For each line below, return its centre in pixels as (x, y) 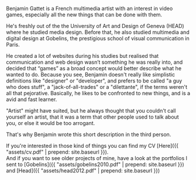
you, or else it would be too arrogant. (51, 123)
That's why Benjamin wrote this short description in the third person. (89, 134)
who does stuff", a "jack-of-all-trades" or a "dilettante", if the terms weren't (97, 87)
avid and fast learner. (32, 99)
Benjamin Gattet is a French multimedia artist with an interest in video (90, 8)
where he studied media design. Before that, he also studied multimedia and (98, 32)
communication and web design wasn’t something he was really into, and (94, 62)
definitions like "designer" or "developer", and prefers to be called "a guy (94, 81)
